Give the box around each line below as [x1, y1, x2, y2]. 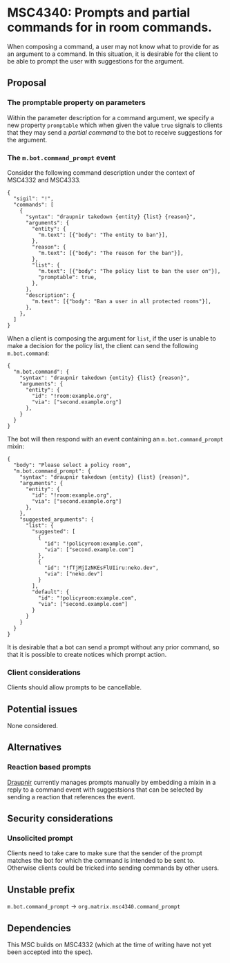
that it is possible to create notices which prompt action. [7, 650, 167, 658]
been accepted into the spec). [7, 948, 93, 956]
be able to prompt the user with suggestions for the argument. [7, 57, 184, 65]
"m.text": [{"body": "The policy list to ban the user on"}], [37, 267, 221, 274]
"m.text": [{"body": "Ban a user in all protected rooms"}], [32, 298, 212, 305]
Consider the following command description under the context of [7, 168, 195, 177]
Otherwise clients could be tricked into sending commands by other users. [7, 864, 220, 872]
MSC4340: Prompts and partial [7, 5, 191, 21]
